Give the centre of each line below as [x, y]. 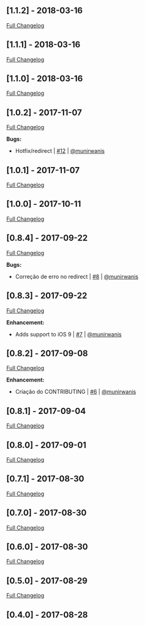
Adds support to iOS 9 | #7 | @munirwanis [68, 334]
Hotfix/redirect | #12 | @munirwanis [60, 151]
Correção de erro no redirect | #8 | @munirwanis [77, 276]
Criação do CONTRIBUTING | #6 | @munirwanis [76, 392]
